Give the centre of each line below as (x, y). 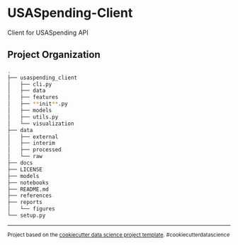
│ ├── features (33, 97)
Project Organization (54, 55)
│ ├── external (33, 137)
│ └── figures (31, 209)
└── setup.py (27, 215)
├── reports (25, 203)
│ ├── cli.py (30, 84)
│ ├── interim (31, 143)
